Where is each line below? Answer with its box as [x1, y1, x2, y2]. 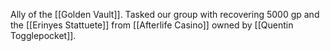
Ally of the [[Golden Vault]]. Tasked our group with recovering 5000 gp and [10, 9, 320, 20]
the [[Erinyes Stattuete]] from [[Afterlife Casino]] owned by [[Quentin [10, 19, 294, 31]
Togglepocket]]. [10, 30, 77, 41]
